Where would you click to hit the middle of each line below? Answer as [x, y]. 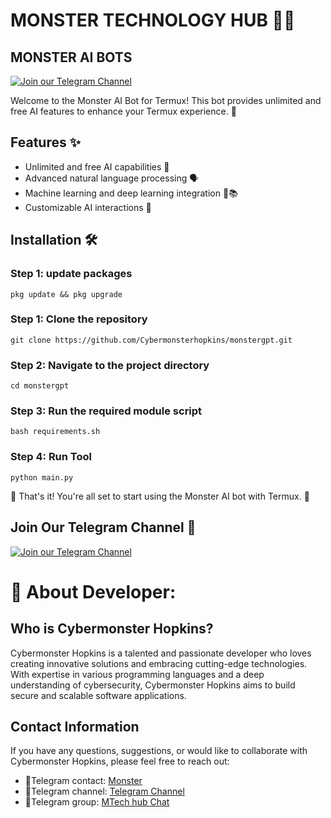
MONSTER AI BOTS [71, 57]
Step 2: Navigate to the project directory [110, 365]
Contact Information [75, 726]
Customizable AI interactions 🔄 [88, 207]
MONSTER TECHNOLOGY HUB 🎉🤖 [153, 20]
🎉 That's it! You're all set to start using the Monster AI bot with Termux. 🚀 [160, 496]
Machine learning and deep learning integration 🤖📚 [131, 193]
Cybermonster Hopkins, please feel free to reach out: [120, 761]
